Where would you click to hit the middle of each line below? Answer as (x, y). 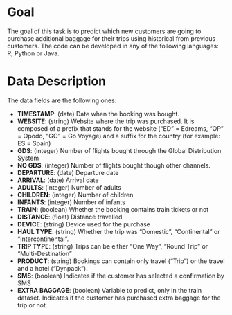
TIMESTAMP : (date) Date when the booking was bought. (98, 114)
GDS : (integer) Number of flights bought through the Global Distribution (119, 150)
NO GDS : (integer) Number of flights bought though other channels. (114, 165)
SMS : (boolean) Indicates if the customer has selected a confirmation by (121, 276)
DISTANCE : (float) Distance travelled (70, 217)
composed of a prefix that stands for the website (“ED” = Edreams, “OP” (120, 128)
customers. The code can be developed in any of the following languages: (113, 46)
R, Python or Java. (34, 53)
